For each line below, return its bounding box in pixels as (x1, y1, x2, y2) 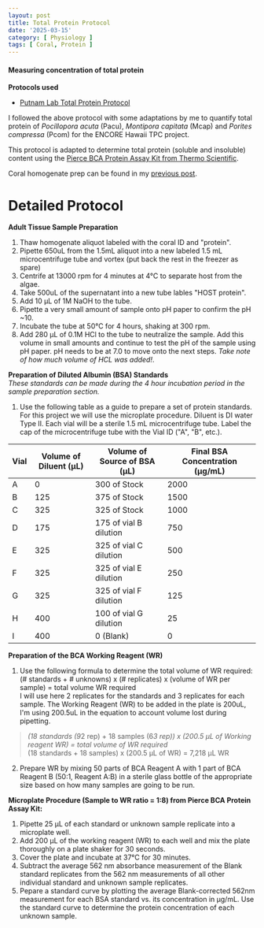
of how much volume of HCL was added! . (19, 355, 155, 365)
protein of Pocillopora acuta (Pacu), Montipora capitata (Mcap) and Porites (8, 121, 252, 131)
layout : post (8, 11, 51, 20)
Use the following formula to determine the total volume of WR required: (19, 666, 253, 676)
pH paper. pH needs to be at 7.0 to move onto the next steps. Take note (19, 347, 251, 356)
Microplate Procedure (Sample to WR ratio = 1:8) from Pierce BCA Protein (8, 796, 251, 805)
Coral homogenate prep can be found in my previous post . (8, 169, 198, 178)
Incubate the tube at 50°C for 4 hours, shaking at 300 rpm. (19, 321, 211, 331)
